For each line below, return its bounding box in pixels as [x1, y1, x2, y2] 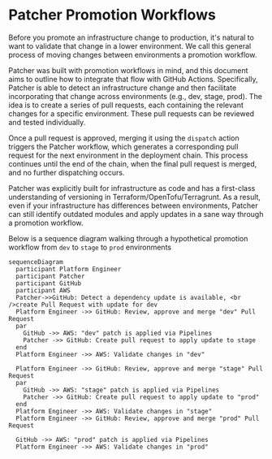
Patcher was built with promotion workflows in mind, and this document [8, 65, 248, 75]
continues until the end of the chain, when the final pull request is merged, [8, 158, 257, 168]
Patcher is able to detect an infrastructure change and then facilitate [8, 83, 237, 93]
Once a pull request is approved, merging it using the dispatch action [8, 132, 240, 143]
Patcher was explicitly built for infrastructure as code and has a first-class [8, 183, 256, 193]
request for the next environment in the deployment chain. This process [8, 150, 248, 160]
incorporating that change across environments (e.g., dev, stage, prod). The [8, 91, 262, 101]
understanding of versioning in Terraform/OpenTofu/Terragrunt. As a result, [8, 192, 261, 201]
